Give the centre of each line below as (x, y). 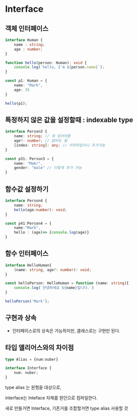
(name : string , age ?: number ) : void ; (53, 270)
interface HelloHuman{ (28, 265)
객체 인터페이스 (27, 28)
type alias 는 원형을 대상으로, (33, 387)
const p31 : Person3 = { (30, 159)
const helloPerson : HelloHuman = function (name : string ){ (67, 283)
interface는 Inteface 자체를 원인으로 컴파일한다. (51, 398)
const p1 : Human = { (26, 81)
